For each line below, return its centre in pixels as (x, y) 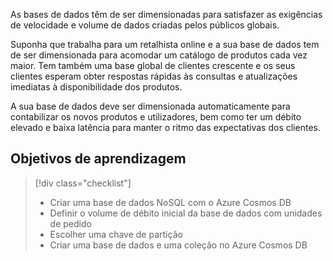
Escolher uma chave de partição (116, 234)
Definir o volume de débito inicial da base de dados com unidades (186, 213)
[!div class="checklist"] (83, 183)
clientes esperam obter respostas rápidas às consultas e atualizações (154, 76)
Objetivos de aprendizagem (98, 159)
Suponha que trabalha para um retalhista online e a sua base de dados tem (165, 44)
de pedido (70, 223)
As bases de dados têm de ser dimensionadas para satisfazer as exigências (166, 14)
